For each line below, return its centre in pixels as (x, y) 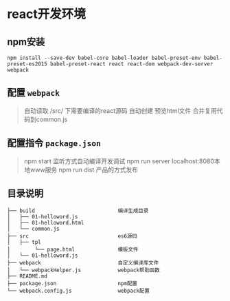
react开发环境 (46, 14)
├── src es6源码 (72, 236)
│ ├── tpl (24, 242)
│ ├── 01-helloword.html (46, 223)
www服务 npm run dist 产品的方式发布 (84, 169)
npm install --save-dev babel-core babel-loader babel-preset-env (104, 58)
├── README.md (27, 276)
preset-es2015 (27, 64)
